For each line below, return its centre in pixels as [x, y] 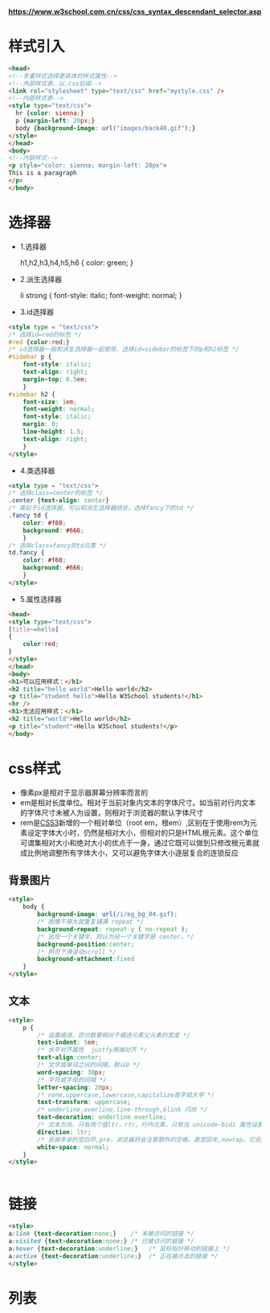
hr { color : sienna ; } [50, 113]
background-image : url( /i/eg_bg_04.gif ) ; [108, 914]
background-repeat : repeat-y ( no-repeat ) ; [113, 929]
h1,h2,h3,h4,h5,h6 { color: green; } [77, 262]
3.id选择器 [37, 312]
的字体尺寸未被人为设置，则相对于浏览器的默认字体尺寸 [111, 812]
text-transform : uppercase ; [84, 1102]
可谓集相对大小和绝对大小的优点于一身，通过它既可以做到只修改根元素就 [139, 842]
